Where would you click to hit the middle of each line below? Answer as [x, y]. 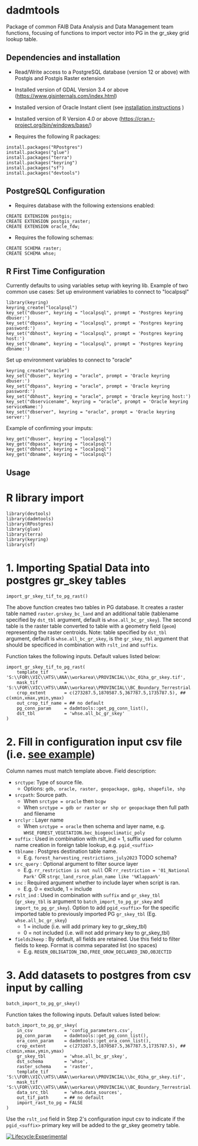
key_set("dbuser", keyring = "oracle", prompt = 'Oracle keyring [88, 376]
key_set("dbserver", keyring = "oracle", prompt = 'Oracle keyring [91, 412]
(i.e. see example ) [51, 754]
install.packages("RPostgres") [44, 147]
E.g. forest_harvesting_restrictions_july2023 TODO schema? [100, 857]
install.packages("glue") [38, 152]
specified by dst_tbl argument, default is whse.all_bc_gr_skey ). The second [99, 619]
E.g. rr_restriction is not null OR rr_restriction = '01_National [106, 870]
